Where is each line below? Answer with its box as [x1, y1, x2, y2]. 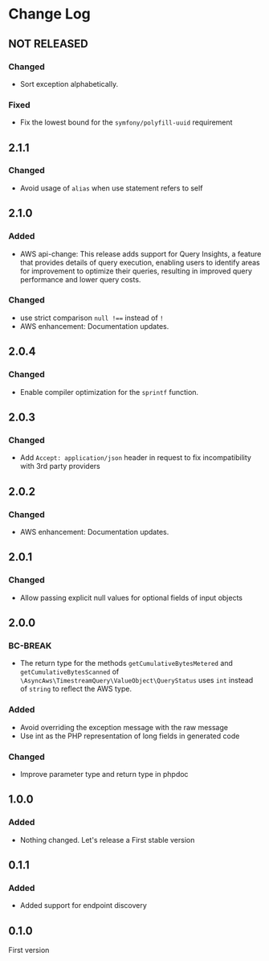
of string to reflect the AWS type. [19, 684, 132, 694]
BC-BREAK [8, 640, 52, 651]
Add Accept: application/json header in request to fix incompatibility [19, 453, 251, 462]
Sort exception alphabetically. [19, 79, 119, 88]
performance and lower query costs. [19, 274, 141, 284]
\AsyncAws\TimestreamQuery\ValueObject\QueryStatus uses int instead [19, 676, 254, 685]
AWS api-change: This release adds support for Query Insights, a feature [19, 248, 262, 258]
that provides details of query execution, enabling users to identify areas [19, 257, 260, 267]
